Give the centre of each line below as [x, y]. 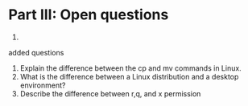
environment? [43, 85]
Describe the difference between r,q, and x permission [110, 93]
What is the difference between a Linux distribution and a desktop [129, 76]
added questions [36, 52]
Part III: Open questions [89, 15]
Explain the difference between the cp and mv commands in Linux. [130, 68]
